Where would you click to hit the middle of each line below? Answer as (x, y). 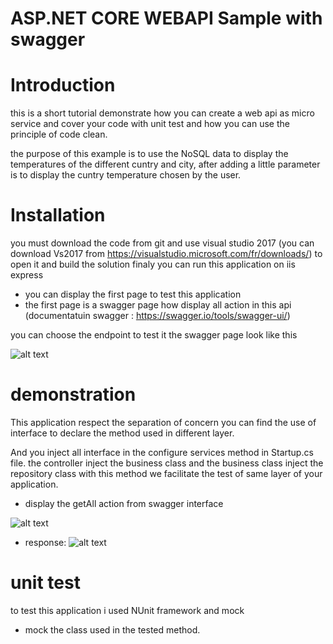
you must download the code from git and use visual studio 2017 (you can (162, 243)
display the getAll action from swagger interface (124, 503)
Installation (58, 215)
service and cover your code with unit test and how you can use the (150, 124)
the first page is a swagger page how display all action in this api (158, 305)
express (27, 275)
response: (45, 542)
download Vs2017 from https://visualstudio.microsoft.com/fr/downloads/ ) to (166, 254)
